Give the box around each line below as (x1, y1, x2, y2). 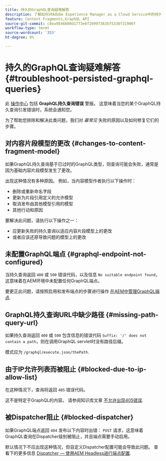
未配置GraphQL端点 (5, 250, 66, 258)
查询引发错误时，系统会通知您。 (9, 106, 75, 112)
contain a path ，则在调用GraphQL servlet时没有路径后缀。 (5, 339, 126, 345)
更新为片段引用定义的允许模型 (12, 194, 73, 201)
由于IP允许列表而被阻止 (5, 365, 77, 373)
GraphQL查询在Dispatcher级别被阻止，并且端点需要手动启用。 (5, 433, 132, 439)
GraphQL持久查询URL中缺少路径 (5, 310, 105, 319)
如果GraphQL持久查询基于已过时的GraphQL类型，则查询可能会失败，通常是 (5, 161, 159, 167)
